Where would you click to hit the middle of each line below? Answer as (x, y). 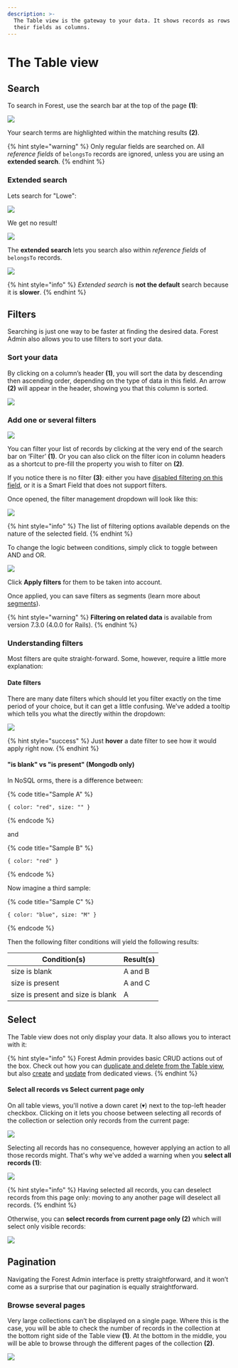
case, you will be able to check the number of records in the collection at (114, 1328)
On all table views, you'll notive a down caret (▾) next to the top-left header (117, 1105)
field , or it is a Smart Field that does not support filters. (87, 485)
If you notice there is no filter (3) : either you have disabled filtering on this (115, 478)
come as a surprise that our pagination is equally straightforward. (103, 1287)
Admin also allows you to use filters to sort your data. (85, 339)
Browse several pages (46, 1305)
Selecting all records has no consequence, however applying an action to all (119, 1147)
